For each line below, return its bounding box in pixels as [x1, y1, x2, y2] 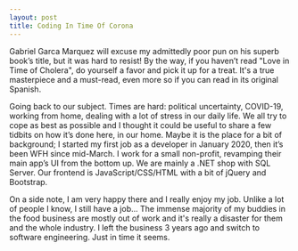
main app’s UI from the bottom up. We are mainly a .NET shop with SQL [9, 158, 271, 168]
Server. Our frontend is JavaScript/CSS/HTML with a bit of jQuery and [9, 166, 267, 178]
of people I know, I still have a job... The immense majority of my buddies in [9, 203, 286, 214]
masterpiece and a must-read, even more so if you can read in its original [9, 74, 279, 85]
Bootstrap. [9, 176, 48, 187]
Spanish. [9, 84, 42, 94]
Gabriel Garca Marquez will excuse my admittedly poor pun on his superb [9, 45, 279, 56]
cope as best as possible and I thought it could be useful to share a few [9, 119, 272, 130]
